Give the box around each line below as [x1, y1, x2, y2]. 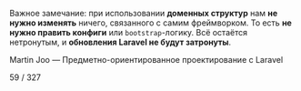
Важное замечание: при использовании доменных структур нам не [9, 8, 278, 18]
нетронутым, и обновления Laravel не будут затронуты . [9, 36, 232, 47]
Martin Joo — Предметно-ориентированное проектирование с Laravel [9, 55, 284, 65]
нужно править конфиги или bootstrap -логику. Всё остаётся [9, 27, 248, 37]
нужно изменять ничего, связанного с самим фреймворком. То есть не [9, 17, 293, 28]
